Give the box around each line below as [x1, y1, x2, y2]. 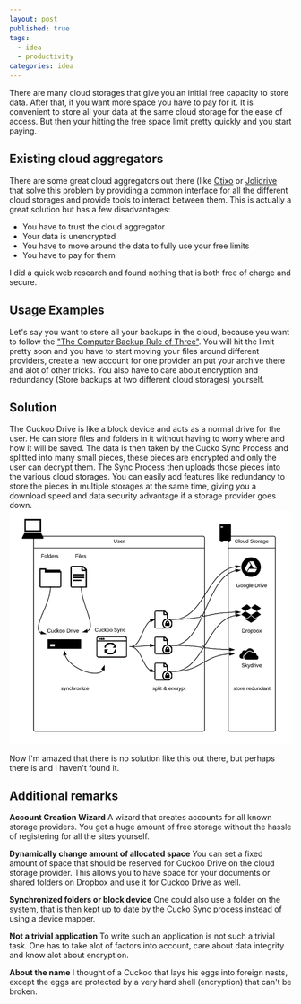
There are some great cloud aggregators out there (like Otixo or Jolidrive [9, 175, 278, 186]
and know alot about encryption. [9, 950, 129, 961]
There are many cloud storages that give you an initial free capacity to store [9, 88, 289, 98]
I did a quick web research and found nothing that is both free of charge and [9, 267, 291, 278]
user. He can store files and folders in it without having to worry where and [9, 433, 285, 444]
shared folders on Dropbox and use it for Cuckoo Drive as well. [9, 877, 242, 887]
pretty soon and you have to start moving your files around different [9, 345, 260, 356]
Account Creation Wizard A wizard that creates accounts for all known [9, 812, 272, 823]
